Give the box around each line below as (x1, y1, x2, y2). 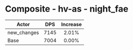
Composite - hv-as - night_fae (5, 3, 129, 15)
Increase (61, 21, 82, 28)
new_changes (7, 29, 39, 36)
